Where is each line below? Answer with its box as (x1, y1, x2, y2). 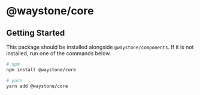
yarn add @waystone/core (6, 83, 68, 89)
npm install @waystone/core (6, 66, 77, 72)
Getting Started (6, 28, 65, 38)
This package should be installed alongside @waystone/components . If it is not (6, 43, 194, 50)
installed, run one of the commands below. (6, 50, 111, 57)
